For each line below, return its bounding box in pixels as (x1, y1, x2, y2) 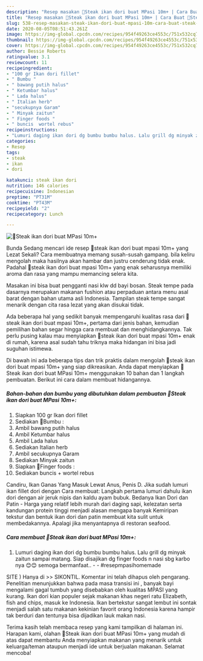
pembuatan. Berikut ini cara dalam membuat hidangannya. (6, 376, 152, 383)
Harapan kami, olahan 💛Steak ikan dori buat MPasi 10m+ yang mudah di (6, 630, 185, 637)
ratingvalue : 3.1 (6, 54, 50, 60)
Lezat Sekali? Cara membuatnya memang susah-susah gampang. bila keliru (6, 251, 195, 258)
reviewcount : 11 (6, 59, 47, 65)
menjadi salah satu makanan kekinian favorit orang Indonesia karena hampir (6, 605, 195, 613)
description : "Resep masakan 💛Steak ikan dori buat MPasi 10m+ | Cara (6, 8, 188, 15)
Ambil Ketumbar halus (14, 431, 71, 438)
